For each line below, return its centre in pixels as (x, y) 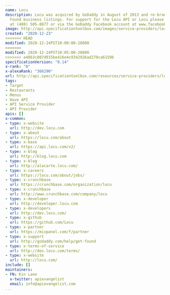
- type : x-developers (28, 208)
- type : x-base (21, 142)
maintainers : (19, 270)
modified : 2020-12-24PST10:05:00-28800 (47, 52)
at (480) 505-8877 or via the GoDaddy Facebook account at (73, 24)
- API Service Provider (30, 105)
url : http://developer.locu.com (44, 204)
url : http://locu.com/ (34, 260)
